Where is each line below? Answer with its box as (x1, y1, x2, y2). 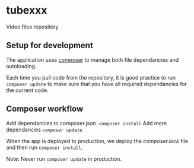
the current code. (6, 87, 49, 94)
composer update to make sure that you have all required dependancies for (6, 80, 187, 87)
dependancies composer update (6, 126, 82, 133)
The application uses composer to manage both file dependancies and (6, 56, 179, 63)
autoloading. (6, 62, 37, 69)
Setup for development (6, 40, 93, 50)
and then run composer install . (6, 144, 83, 151)
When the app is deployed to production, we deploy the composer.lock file (6, 137, 189, 144)
